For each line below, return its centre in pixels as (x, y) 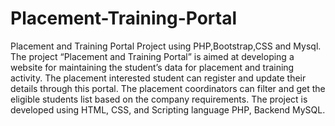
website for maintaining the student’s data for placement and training (152, 67)
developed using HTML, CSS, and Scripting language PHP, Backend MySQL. (168, 109)
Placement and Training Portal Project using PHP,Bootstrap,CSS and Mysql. (166, 46)
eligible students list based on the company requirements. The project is (159, 99)
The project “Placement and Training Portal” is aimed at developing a (152, 56)
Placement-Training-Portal (124, 18)
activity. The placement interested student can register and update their (158, 78)
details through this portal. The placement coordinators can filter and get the (168, 88)
